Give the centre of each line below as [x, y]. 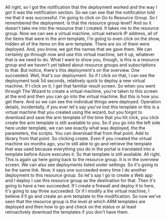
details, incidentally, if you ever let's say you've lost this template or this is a [82, 107]
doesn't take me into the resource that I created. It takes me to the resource [82, 28]
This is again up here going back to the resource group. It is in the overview [82, 159]
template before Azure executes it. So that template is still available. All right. [83, 154]
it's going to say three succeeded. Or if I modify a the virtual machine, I [77, 191]
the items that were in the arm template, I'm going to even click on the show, [83, 39]
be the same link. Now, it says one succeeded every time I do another [76, 170]
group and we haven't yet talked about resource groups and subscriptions [81, 65]
